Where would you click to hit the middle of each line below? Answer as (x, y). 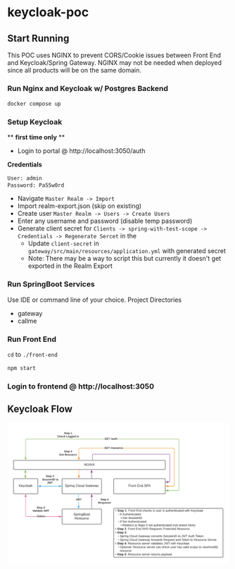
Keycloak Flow (40, 409)
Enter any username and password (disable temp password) (105, 221)
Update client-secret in (64, 243)
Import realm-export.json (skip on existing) (80, 206)
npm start (22, 368)
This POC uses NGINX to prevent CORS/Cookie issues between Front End (114, 55)
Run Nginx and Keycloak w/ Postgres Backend (88, 88)
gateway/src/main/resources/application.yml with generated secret (127, 251)
